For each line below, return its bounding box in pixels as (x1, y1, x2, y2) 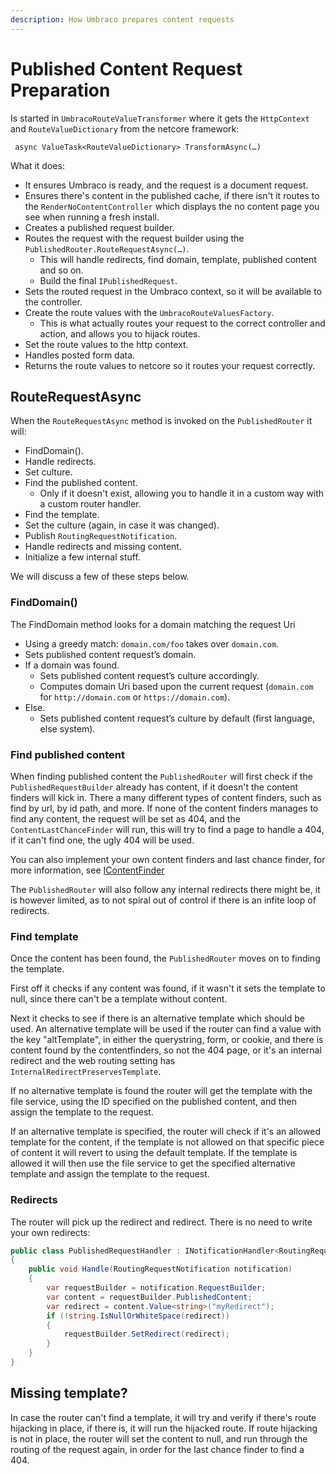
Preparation (10, 79, 111, 101)
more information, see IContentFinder (10, 864, 165, 876)
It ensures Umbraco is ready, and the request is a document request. (24, 179, 309, 191)
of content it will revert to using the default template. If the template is (10, 1147, 298, 1159)
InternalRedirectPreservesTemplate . (10, 1066, 162, 1078)
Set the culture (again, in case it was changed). (24, 519, 220, 531)
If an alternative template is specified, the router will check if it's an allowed (10, 1126, 321, 1138)
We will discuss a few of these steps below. (10, 571, 190, 583)
